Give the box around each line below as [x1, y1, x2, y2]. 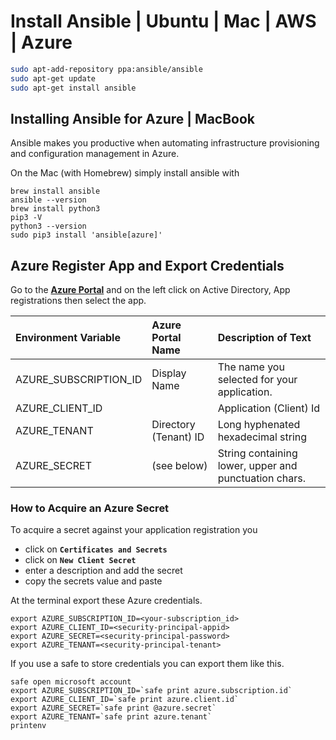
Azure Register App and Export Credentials [10, 257, 285, 274]
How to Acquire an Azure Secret [10, 501, 170, 515]
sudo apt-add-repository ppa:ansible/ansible [10, 64, 203, 74]
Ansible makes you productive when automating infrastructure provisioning [10, 137, 320, 149]
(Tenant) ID [151, 430, 205, 444]
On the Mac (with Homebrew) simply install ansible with [10, 167, 240, 179]
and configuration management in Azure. [10, 148, 180, 160]
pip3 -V [10, 213, 43, 223]
